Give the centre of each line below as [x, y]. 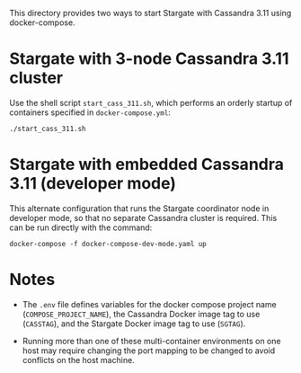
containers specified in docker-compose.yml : [90, 112]
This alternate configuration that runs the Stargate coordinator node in [139, 208]
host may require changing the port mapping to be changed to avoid [149, 351]
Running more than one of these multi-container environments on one [151, 341]
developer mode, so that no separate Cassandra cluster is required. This [143, 218]
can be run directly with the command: [81, 227]
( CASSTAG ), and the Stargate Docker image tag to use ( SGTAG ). [134, 324]
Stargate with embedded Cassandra [147, 164]
